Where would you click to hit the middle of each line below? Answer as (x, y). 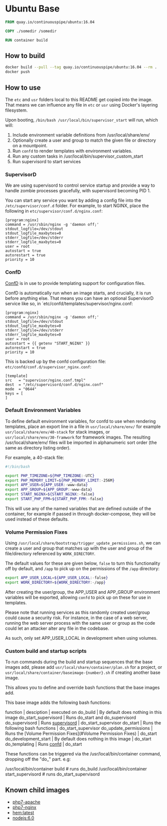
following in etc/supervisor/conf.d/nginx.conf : (54, 211)
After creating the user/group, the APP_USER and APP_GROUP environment (83, 592)
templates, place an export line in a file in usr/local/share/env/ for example (83, 427)
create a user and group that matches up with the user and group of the (79, 548)
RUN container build (27, 40)
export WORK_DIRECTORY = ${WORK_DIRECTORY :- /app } (56, 583)
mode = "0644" (21, 389)
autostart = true (23, 251)
